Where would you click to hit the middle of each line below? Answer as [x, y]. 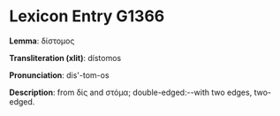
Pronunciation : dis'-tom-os [59, 75]
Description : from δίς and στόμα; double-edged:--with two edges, [131, 92]
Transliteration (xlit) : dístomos [65, 58]
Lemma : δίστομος [42, 41]
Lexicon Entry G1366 [87, 16]
